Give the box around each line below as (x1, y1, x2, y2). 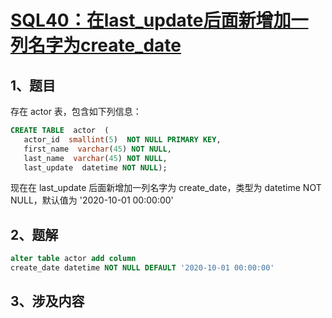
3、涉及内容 (10, 293, 85, 310)
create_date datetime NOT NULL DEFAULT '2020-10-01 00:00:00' (10, 263, 275, 273)
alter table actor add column (10, 254, 137, 264)
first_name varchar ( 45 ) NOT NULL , (23, 144, 172, 154)
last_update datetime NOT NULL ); (23, 162, 168, 173)
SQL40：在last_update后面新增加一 (10, 9, 309, 32)
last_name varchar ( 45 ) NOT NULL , (23, 153, 168, 163)
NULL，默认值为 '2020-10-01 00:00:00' (10, 194, 174, 206)
